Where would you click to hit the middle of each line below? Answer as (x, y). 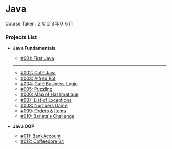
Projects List (21, 37)
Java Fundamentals (34, 48)
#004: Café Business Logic (49, 84)
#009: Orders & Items (43, 111)
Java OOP (24, 126)
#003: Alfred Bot (38, 78)
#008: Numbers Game (44, 106)
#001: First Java (37, 58)
